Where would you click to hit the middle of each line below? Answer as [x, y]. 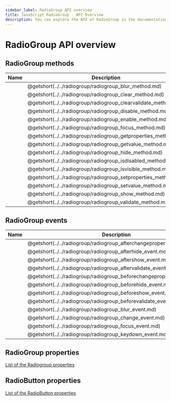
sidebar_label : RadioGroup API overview [49, 10]
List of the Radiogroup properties [40, 365]
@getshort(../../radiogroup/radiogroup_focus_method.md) [96, 128]
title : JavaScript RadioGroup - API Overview [54, 15]
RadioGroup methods [40, 63]
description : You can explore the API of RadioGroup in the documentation [86, 19]
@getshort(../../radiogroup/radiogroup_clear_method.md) [96, 95]
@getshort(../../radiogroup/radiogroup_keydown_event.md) [98, 334]
